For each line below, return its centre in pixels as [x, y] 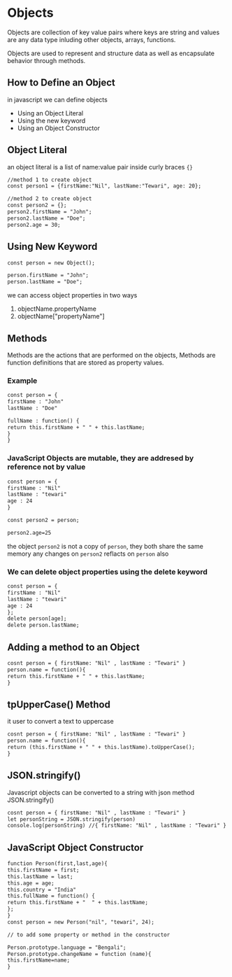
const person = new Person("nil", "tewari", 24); [81, 922]
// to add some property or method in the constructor [89, 935]
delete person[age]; [37, 619]
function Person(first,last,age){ [58, 864]
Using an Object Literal [50, 113]
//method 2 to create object [50, 199]
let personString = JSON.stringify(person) [72, 819]
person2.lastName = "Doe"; [46, 218]
